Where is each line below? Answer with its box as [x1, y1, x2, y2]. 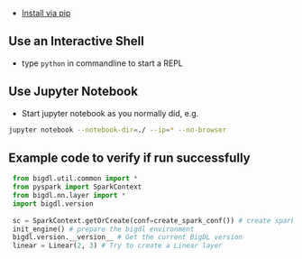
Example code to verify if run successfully [8, 150, 251, 165]
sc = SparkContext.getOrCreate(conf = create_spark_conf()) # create [12, 216, 271, 225]
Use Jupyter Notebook [8, 84, 139, 99]
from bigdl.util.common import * [12, 174, 139, 183]
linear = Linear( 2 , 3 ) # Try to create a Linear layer [12, 241, 223, 251]
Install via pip [21, 8, 71, 18]
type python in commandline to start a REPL [21, 58, 184, 69]
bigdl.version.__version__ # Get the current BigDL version [12, 233, 243, 242]
